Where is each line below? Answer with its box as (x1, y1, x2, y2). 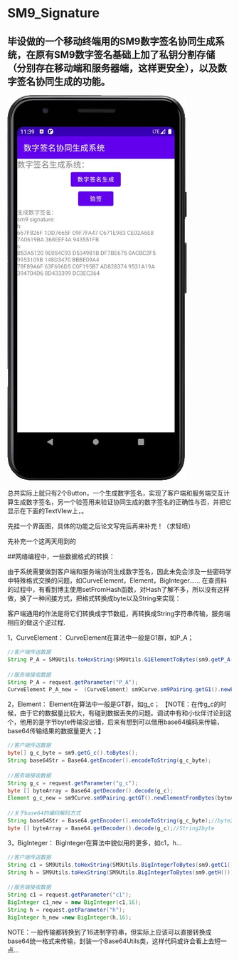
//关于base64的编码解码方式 (7, 810, 81, 817)
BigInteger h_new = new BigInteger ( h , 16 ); (7, 914, 132, 921)
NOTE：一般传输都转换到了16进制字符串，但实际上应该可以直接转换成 (7, 927, 212, 936)
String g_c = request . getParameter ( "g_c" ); (7, 780, 139, 787)
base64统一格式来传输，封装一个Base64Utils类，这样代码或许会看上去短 (7, 937, 221, 945)
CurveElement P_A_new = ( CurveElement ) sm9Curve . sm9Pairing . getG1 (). (7, 686, 221, 693)
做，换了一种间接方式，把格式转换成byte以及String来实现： (7, 594, 181, 603)
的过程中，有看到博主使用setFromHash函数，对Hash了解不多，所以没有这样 (7, 585, 230, 593)
